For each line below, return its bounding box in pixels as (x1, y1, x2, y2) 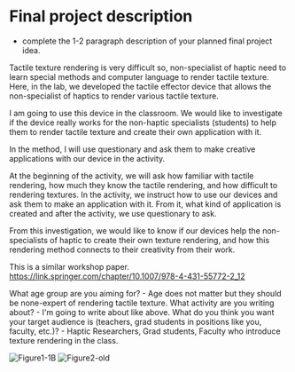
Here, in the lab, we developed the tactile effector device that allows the (9, 81, 272, 91)
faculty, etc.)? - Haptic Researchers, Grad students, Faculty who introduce (9, 326, 281, 336)
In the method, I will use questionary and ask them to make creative (9, 144, 256, 154)
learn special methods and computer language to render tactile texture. (9, 71, 269, 82)
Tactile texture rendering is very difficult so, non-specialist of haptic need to (9, 62, 286, 73)
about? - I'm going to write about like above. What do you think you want (9, 306, 275, 317)
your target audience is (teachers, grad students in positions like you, (9, 316, 262, 327)
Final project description (9, 6, 193, 27)
